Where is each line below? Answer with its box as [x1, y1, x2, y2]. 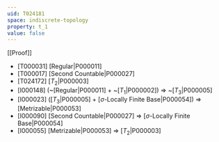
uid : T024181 [7, 10, 45, 17]
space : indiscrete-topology [7, 17, 89, 24]
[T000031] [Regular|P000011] [17, 62, 102, 70]
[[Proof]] [7, 49, 33, 57]
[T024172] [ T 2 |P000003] [17, 77, 89, 87]
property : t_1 [7, 23, 49, 30]
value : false [7, 29, 45, 37]
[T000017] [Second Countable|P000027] [17, 70, 136, 78]
